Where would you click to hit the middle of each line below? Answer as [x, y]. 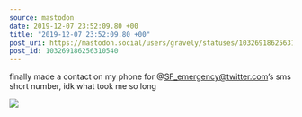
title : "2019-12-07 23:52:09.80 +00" [80, 34]
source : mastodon [42, 18]
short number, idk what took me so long [83, 86]
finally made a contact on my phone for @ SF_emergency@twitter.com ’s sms [151, 76]
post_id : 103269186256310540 [64, 51]
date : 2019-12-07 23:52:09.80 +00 [74, 26]
